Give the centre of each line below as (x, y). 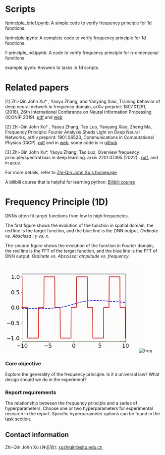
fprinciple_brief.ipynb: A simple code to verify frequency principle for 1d (79, 23)
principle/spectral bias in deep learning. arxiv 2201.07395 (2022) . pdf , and (82, 157)
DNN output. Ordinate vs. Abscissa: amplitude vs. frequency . (68, 256)
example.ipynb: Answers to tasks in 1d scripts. (52, 67)
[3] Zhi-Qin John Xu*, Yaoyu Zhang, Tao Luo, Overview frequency (72, 152)
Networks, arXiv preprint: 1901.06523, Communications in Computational (80, 137)
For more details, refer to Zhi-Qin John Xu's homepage (61, 172)
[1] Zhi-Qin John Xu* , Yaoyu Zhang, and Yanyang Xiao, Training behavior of (83, 101)
